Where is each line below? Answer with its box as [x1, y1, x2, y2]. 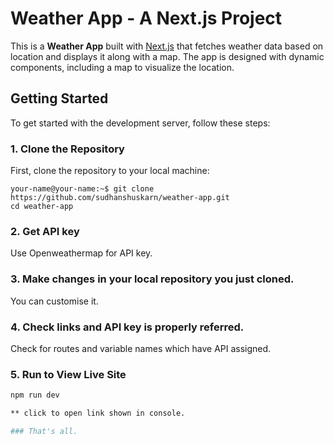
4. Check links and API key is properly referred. [10, 320, 245, 334]
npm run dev [10, 390, 60, 401]
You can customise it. [10, 295, 99, 307]
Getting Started [10, 90, 109, 107]
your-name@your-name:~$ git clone [10, 184, 155, 194]
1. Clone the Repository [10, 142, 125, 156]
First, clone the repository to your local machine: [10, 165, 210, 177]
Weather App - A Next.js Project [10, 7, 283, 30]
